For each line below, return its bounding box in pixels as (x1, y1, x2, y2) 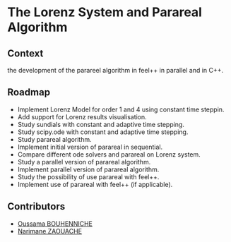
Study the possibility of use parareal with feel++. (17, 172, 160, 181)
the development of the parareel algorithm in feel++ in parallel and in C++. (7, 66, 224, 74)
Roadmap (7, 86, 51, 99)
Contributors (7, 200, 66, 212)
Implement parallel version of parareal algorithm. (17, 165, 160, 174)
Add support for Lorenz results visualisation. (17, 112, 147, 121)
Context (7, 47, 44, 59)
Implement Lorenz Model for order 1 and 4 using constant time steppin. (17, 105, 225, 114)
